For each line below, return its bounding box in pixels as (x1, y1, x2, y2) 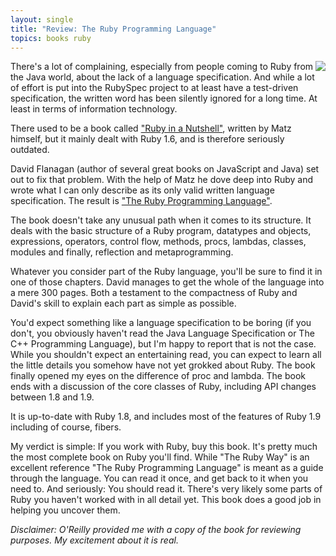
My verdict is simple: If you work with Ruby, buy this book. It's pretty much (10, 441, 318, 453)
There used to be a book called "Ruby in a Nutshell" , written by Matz (10, 122, 292, 135)
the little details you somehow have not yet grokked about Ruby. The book (10, 359, 316, 371)
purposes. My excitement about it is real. (10, 534, 179, 546)
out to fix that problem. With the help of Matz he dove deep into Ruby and (10, 174, 313, 186)
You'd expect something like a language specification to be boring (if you (10, 317, 312, 329)
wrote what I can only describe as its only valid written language (10, 184, 275, 196)
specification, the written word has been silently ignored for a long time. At (10, 92, 318, 105)
